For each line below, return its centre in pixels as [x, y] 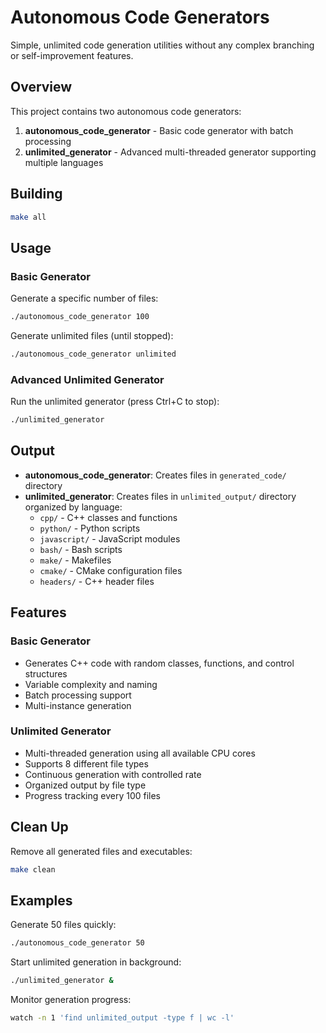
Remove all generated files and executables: [101, 851]
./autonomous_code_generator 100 [80, 317]
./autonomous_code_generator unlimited [93, 354]
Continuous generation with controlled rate [113, 774]
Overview [41, 87]
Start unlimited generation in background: [96, 962]
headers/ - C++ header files [97, 581]
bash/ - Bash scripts [81, 549]
